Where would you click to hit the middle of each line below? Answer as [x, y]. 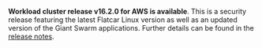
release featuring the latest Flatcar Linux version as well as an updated [123, 20]
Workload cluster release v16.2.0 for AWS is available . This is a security [127, 11]
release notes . [31, 36]
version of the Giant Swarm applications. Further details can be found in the [131, 28]
